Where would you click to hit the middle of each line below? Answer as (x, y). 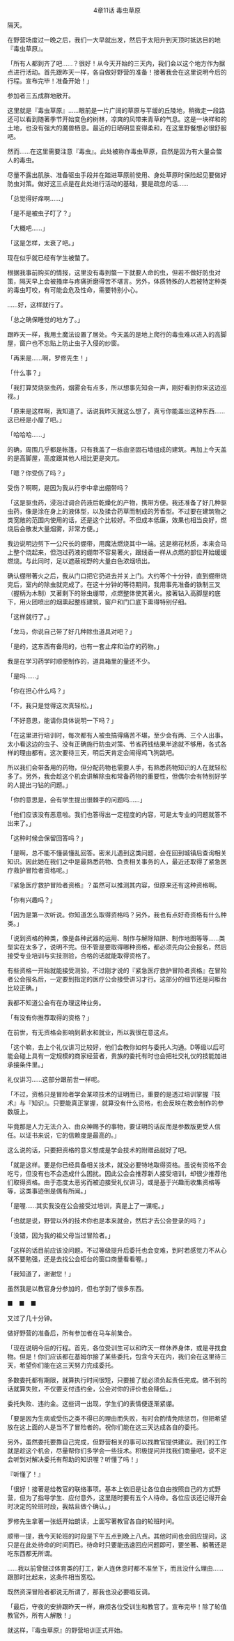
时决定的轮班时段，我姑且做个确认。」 (61, 1506)
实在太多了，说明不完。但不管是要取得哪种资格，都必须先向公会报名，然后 (120, 947)
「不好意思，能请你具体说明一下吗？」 (62, 720)
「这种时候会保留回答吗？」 (47, 838)
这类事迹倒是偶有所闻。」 (54, 1191)
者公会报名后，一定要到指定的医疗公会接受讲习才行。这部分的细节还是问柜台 (117, 979)
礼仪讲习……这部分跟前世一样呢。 (55, 1079)
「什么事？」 (25, 373)
